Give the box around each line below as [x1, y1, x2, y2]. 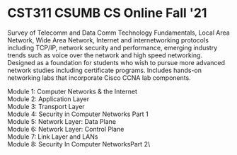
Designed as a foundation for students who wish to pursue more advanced [7, 58, 225, 67]
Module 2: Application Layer [7, 94, 90, 103]
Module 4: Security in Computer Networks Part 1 [7, 110, 149, 118]
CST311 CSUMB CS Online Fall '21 [7, 5, 207, 21]
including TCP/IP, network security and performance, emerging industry [7, 43, 218, 52]
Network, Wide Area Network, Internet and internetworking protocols [7, 35, 209, 44]
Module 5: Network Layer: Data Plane [7, 117, 117, 125]
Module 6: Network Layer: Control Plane [7, 125, 125, 133]
